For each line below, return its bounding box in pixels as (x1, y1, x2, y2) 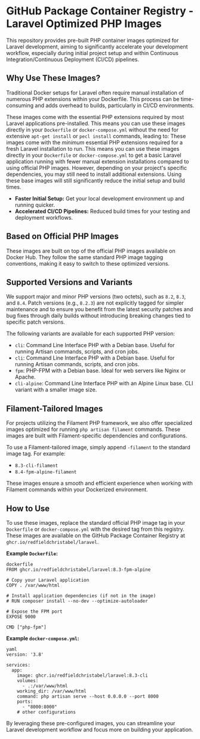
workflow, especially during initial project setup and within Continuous (6, 49, 179, 56)
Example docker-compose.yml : (6, 635, 79, 641)
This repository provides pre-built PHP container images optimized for (6, 37, 179, 44)
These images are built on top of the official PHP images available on (6, 247, 176, 254)
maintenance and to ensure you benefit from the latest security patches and (6, 306, 193, 313)
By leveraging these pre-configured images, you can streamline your (6, 720, 176, 726)
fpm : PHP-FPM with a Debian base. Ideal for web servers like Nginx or (14, 367, 186, 375)
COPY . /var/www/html (6, 582, 60, 588)
